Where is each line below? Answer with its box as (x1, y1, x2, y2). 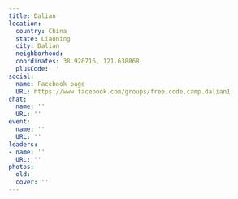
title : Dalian (8, 11, 57, 20)
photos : (8, 163, 35, 171)
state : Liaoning (15, 34, 71, 43)
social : (8, 72, 35, 80)
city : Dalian (15, 42, 60, 50)
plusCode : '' (15, 65, 60, 73)
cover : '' (15, 178, 49, 187)
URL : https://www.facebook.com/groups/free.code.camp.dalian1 (15, 87, 231, 96)
